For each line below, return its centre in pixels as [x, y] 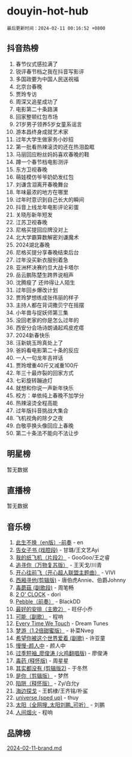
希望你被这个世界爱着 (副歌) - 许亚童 [60, 638]
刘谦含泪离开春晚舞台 [42, 184]
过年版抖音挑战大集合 [42, 410]
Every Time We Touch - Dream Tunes [62, 624]
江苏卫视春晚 [31, 222]
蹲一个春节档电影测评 [42, 162]
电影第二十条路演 [37, 109]
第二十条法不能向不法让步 [47, 433]
